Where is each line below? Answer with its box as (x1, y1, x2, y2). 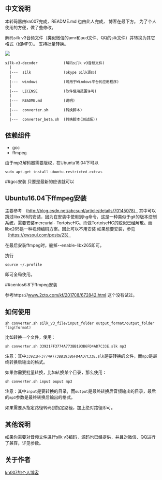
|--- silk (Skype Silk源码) (9, 70, 97, 75)
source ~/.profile (5, 263, 42, 267)
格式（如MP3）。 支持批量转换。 (5, 41, 69, 47)
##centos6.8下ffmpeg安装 (5, 282, 58, 288)
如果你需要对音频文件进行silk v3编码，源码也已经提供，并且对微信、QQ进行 (5, 434, 156, 440)
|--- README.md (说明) (9, 98, 75, 103)
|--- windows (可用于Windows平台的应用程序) (9, 79, 119, 84)
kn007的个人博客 (5, 469, 39, 475)
